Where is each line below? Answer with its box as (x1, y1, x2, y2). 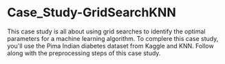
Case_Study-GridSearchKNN (7, 5, 177, 20)
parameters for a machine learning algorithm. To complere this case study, (7, 34, 219, 42)
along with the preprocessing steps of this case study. (7, 49, 161, 57)
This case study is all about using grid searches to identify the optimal (7, 27, 206, 35)
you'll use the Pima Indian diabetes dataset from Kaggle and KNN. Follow (7, 42, 215, 50)
